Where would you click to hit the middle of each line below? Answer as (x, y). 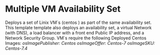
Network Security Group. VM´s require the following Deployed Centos (76, 38)
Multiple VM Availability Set (63, 9)
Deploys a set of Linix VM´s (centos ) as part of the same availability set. (78, 22)
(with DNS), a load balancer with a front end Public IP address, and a (75, 33)
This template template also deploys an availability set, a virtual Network (78, 27)
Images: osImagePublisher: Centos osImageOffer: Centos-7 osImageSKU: (80, 43)
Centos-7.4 (16, 48)
